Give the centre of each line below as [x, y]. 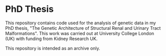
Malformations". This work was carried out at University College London [80, 33]
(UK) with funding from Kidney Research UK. [51, 39]
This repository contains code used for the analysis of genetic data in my [81, 23]
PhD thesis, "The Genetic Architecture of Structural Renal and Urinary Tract [83, 28]
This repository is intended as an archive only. [53, 48]
